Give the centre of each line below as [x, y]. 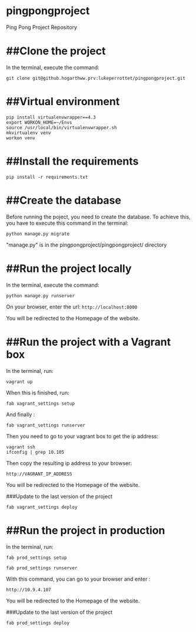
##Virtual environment [63, 102]
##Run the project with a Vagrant [89, 342]
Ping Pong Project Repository [42, 27]
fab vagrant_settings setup [41, 403]
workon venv [21, 138]
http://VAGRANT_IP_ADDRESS [39, 474]
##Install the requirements [72, 161]
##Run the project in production [86, 530]
